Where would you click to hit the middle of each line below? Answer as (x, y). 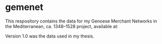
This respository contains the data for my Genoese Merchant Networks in (81, 21)
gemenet (24, 7)
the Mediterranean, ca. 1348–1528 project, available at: (62, 26)
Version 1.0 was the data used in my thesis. (50, 36)
